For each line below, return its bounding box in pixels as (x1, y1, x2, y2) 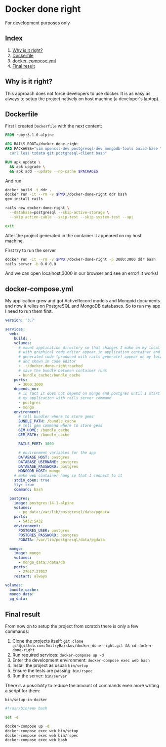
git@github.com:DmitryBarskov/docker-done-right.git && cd (12, 643, 137, 648)
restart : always (14, 574, 48, 579)
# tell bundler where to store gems (18, 414, 94, 419)
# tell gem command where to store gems (18, 423, 103, 428)
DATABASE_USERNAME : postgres (18, 459, 79, 464)
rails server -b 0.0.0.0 (5, 261, 56, 266)
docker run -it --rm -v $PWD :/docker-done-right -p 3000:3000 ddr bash (5, 257, 156, 262)
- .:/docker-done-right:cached (18, 364, 83, 369)
